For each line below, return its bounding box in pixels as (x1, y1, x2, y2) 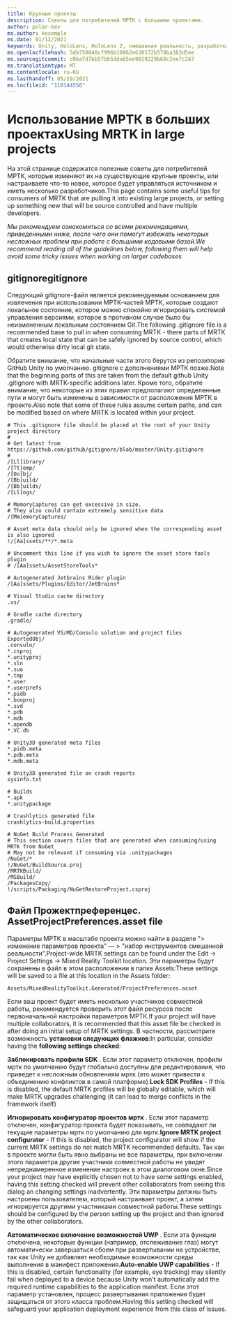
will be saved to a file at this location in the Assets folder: (7, 971, 171, 979)
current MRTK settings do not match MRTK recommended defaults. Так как (7, 1143, 225, 1151)
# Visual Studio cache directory (7, 593, 104, 600)
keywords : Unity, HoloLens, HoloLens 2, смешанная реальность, (7, 43, 195, 50)
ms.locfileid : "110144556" (7, 82, 86, 89)
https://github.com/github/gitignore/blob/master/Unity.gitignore (7, 446, 204, 453)
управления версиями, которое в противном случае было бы (7, 313, 191, 321)
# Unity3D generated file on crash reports (7, 770, 136, 777)
